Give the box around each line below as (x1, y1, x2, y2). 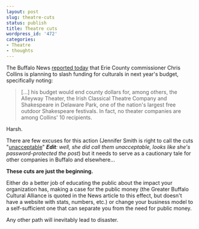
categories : (6, 36, 36, 42)
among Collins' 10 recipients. (20, 114, 93, 121)
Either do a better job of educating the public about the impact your (6, 179, 173, 186)
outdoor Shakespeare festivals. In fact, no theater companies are (20, 107, 182, 114)
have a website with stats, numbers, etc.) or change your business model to (6, 198, 194, 205)
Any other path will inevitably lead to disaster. (6, 216, 119, 223)
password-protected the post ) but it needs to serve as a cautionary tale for (6, 149, 191, 157)
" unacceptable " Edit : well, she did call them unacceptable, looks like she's (6, 143, 191, 150)
